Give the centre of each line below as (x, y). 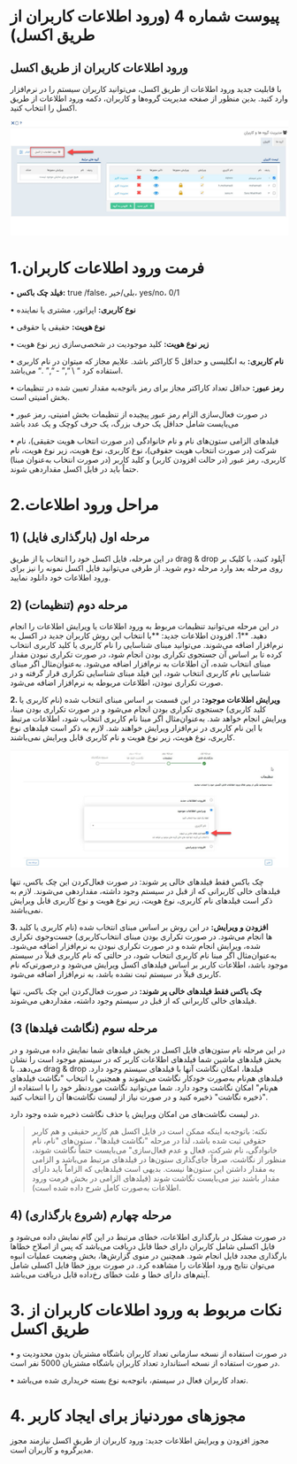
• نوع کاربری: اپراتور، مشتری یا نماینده (73, 309)
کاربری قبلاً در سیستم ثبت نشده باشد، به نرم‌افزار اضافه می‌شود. (116, 975)
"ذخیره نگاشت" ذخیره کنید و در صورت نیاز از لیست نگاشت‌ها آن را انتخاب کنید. (139, 1097)
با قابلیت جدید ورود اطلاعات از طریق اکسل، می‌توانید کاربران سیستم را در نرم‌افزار (146, 89)
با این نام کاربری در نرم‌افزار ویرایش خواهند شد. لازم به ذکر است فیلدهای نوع (137, 728)
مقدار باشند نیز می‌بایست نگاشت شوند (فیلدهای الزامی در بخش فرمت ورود (156, 1178)
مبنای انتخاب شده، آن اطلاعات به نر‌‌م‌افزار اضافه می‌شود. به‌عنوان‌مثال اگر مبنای (141, 664)
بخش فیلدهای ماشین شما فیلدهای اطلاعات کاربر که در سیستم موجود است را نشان (146, 1059)
